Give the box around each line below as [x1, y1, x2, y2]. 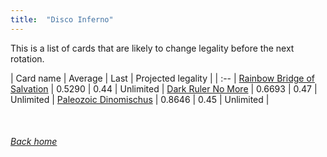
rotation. [10, 52, 45, 65]
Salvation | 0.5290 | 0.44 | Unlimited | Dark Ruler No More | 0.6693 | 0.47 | [10, 82, 318, 95]
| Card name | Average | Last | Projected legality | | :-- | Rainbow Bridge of [10, 72, 315, 84]
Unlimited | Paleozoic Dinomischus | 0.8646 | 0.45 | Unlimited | [10, 93, 270, 105]
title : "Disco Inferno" [10, 14, 114, 25]
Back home [10, 136, 58, 148]
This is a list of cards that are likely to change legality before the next [10, 42, 295, 54]
